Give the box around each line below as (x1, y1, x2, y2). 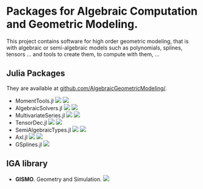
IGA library (6, 158, 48, 169)
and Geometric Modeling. (6, 17, 138, 31)
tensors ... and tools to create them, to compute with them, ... (6, 50, 160, 57)
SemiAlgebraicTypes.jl (15, 126, 71, 133)
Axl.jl (15, 133, 28, 141)
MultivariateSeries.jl (15, 111, 65, 119)
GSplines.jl (15, 141, 43, 148)
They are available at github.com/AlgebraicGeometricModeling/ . (6, 84, 168, 92)
